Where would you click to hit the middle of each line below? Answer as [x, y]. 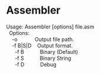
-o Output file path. [43, 39]
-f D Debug [36, 64]
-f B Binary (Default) [46, 52]
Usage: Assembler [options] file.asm [50, 27]
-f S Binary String [43, 58]
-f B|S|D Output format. [42, 46]
